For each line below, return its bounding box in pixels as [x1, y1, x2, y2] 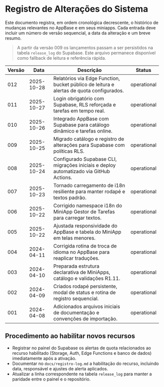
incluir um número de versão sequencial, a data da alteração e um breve [5, 30, 150, 36]
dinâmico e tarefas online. [53, 127, 113, 134]
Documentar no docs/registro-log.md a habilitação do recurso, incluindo [12, 361, 159, 366]
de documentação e [53, 309, 100, 316]
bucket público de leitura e [53, 81, 115, 88]
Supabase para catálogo [53, 121, 110, 128]
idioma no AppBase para [53, 249, 110, 255]
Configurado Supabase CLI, [53, 156, 117, 162]
